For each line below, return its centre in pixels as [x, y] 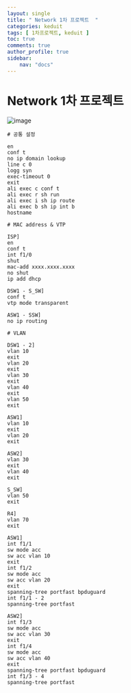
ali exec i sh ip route [41, 200]
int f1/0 [20, 255]
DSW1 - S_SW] [26, 291]
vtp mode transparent [38, 303]
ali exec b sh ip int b [41, 206]
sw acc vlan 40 [29, 658]
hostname [20, 213]
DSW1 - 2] [21, 345]
